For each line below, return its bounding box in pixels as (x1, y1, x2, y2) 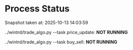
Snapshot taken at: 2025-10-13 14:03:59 (5, 19, 89, 25)
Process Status (5, 3, 70, 14)
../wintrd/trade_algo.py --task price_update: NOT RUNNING (5, 29, 128, 35)
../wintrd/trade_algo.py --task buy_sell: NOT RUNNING (5, 38, 117, 45)
